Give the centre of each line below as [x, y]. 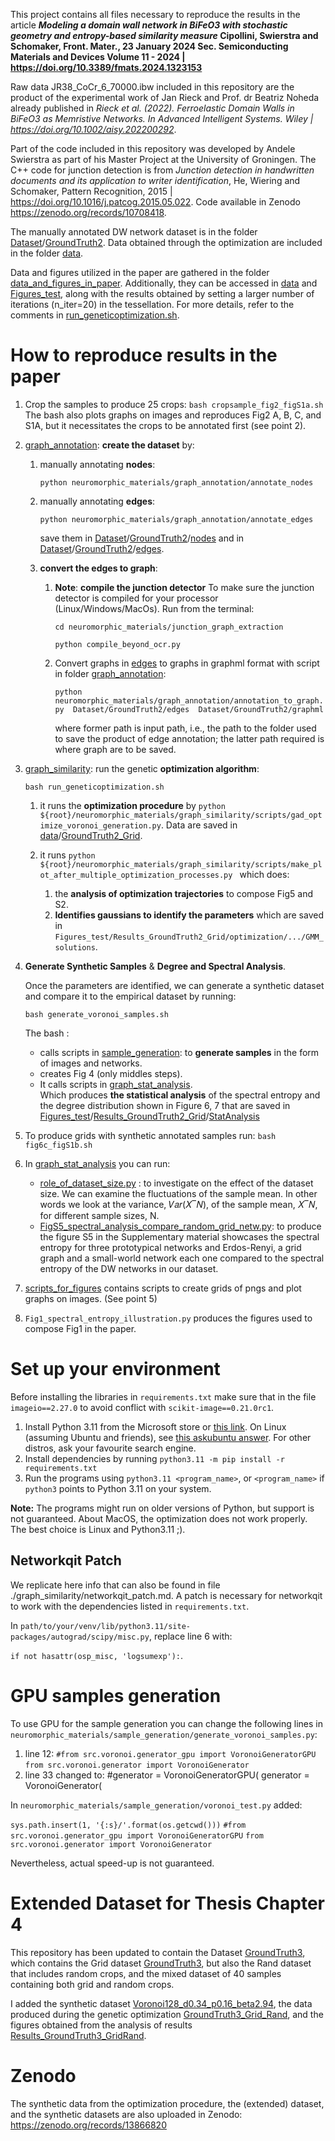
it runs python [67, 855]
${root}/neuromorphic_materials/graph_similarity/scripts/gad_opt [181, 815]
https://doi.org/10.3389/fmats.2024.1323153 [106, 67]
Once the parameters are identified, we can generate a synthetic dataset [174, 985]
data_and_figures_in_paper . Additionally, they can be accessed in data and [164, 283]
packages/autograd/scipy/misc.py [80, 1637]
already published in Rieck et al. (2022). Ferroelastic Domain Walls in [152, 108]
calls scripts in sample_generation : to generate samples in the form [179, 1052]
